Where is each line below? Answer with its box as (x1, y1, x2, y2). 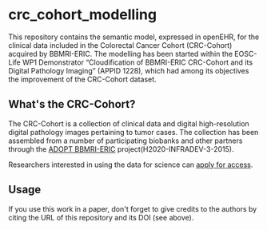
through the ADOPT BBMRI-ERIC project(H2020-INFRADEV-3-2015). (8, 144, 234, 153)
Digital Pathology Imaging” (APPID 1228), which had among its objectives (8, 65, 249, 75)
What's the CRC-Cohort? (8, 97, 136, 111)
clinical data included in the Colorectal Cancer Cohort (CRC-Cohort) (8, 40, 233, 50)
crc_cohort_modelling (8, 6, 157, 24)
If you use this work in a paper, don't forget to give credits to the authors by (8, 204, 257, 213)
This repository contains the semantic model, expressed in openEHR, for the (8, 32, 260, 42)
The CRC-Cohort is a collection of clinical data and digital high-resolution (8, 118, 249, 129)
